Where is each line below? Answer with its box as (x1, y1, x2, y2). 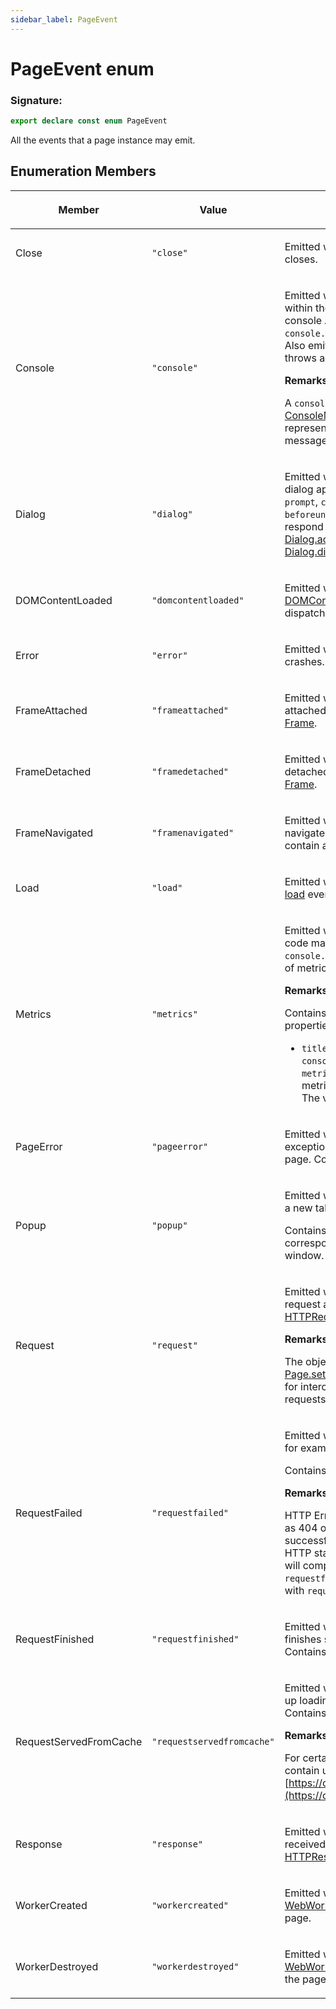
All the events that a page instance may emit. (10, 134, 196, 146)
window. (284, 1248, 325, 1262)
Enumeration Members (10, 163, 157, 180)
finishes (284, 1632, 322, 1646)
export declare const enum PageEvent (10, 116, 168, 126)
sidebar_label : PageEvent (10, 14, 118, 25)
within (284, 301, 313, 315)
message (284, 433, 328, 447)
